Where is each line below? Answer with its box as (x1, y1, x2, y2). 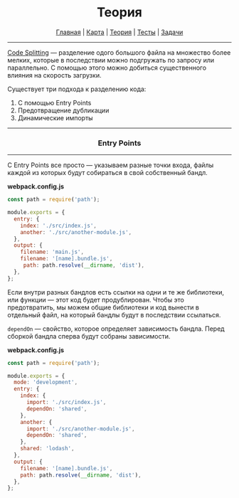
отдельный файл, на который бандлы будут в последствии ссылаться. (7, 310, 221, 319)
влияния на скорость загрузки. (7, 70, 102, 79)
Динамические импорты (17, 113, 94, 122)
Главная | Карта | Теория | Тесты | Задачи (55, 28, 184, 36)
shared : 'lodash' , (20, 445, 75, 452)
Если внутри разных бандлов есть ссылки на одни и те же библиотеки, (7, 287, 225, 296)
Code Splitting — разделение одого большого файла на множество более (7, 48, 231, 57)
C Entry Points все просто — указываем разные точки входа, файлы (7, 161, 214, 169)
